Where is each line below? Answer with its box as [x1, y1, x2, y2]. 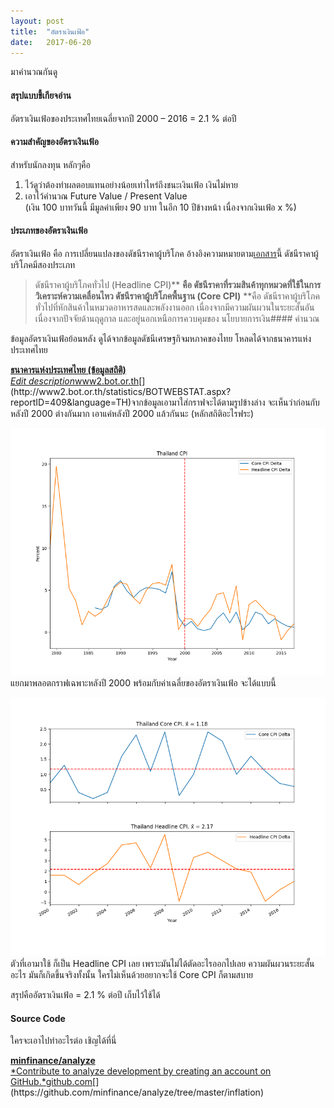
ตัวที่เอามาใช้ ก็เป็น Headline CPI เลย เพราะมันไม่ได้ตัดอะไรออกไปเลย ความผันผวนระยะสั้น [10, 958, 315, 970]
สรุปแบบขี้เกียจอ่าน [10, 89, 72, 101]
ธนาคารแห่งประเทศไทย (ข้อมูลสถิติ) [10, 363, 127, 375]
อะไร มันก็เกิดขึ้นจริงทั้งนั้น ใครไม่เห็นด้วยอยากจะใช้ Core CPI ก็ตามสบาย [10, 969, 253, 981]
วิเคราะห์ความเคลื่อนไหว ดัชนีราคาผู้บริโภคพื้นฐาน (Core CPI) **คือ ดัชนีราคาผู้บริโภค [34, 290, 320, 302]
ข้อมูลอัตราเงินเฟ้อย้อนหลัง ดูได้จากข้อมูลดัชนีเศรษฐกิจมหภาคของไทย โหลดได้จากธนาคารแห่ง [10, 332, 312, 344]
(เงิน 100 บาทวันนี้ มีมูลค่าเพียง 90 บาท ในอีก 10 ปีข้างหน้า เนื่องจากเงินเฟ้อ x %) [24, 201, 297, 213]
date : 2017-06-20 [10, 37, 92, 47]
